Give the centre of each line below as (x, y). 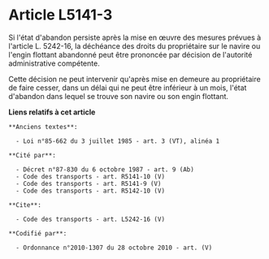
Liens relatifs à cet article (52, 112)
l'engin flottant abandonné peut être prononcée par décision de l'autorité (130, 54)
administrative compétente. (54, 63)
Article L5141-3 (61, 15)
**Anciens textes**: (43, 127)
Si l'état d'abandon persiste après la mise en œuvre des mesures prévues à (135, 37)
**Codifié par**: (38, 233)
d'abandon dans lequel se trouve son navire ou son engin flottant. (119, 96)
